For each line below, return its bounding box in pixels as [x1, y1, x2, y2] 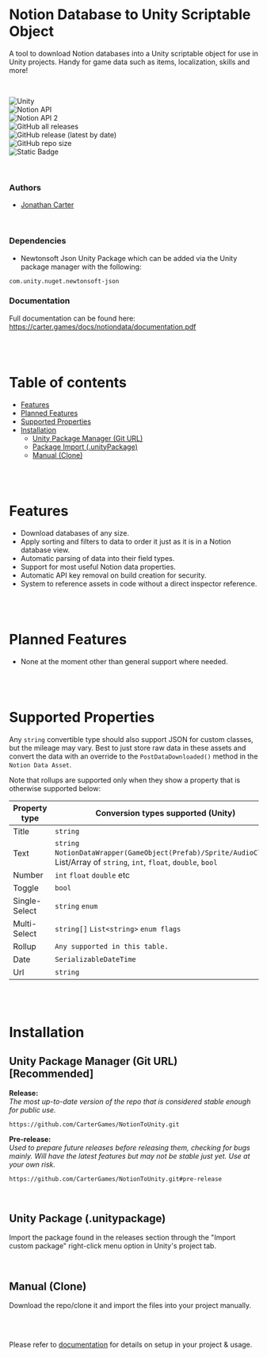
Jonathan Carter [20, 200, 74, 210]
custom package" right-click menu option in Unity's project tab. [9, 1241, 217, 1251]
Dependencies [9, 236, 67, 247]
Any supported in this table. [55, 942, 169, 951]
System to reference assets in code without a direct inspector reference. [20, 579, 257, 588]
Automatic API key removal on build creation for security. [20, 570, 207, 580]
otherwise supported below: [9, 783, 101, 793]
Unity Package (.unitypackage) [9, 1212, 166, 1225]
